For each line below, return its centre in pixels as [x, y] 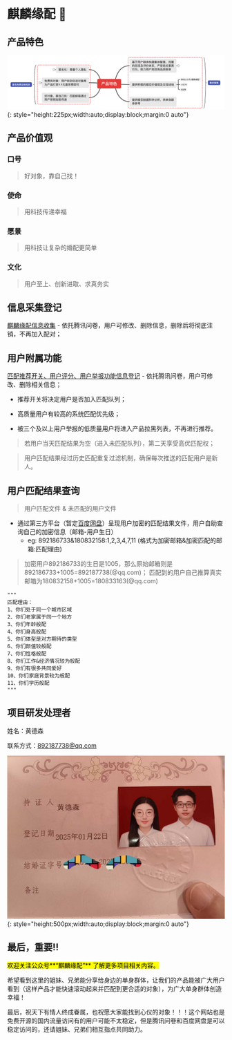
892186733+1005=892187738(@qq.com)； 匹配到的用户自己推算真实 [123, 573]
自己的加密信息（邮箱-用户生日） [70, 532]
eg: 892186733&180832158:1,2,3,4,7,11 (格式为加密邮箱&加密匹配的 [122, 540]
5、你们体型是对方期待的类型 [42, 639]
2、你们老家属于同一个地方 [40, 617]
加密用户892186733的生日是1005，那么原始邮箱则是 [98, 564]
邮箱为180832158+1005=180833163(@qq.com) [91, 581]
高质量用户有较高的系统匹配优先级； [69, 414]
